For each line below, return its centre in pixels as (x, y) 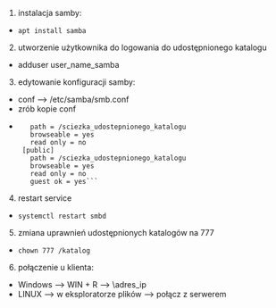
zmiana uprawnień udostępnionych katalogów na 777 (116, 233)
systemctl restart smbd (62, 216)
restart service (45, 198)
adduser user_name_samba (68, 65)
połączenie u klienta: (55, 267)
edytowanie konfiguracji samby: (76, 82)
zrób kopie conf (47, 109)
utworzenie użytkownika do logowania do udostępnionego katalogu (142, 47)
